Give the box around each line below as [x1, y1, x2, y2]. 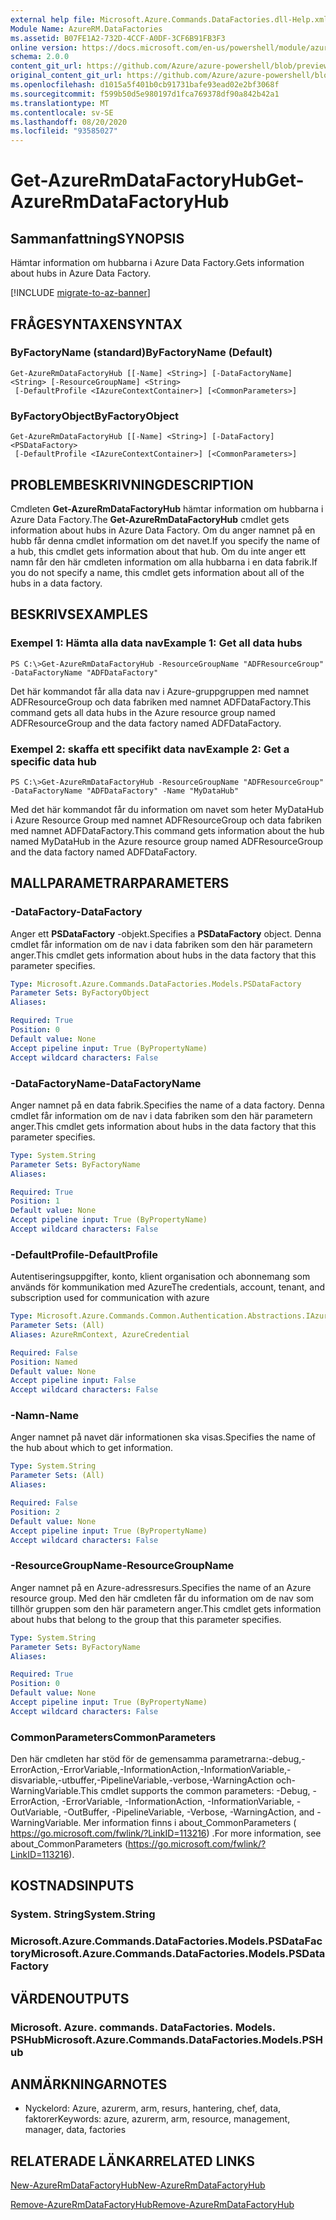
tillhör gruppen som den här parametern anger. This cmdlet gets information [10, 1602, 322, 1615]
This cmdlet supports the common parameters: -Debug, [80, 1785, 311, 1797]
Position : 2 [10, 1507, 60, 1517]
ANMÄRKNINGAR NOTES [10, 2076, 168, 2093]
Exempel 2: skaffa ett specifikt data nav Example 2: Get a [10, 742, 290, 756]
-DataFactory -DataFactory [10, 905, 143, 919]
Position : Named [10, 1357, 78, 1367]
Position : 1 [10, 1196, 60, 1206]
